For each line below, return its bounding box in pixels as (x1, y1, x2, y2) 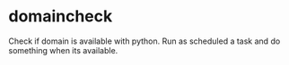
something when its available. (8, 45, 118, 55)
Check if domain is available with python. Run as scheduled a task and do (8, 36, 281, 46)
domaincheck (8, 6, 113, 27)
